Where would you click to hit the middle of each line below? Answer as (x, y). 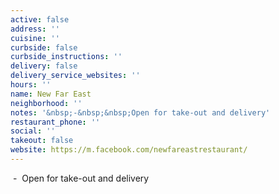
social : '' (33, 131)
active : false (40, 19)
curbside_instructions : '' (66, 57)
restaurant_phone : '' (55, 122)
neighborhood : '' (46, 103)
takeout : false (42, 141)
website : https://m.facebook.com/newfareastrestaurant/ (129, 150)
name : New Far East (51, 94)
